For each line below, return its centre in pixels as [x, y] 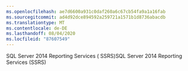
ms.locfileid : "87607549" [38, 39]
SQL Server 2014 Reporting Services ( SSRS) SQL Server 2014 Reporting [94, 56]
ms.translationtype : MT [36, 22]
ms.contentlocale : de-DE [37, 28]
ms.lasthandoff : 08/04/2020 [41, 34]
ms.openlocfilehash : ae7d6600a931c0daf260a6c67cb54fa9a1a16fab [86, 12]
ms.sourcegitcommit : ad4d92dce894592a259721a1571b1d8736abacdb [86, 17]
